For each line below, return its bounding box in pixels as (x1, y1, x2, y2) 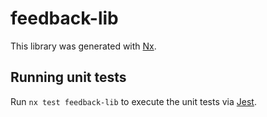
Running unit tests (10, 69, 127, 86)
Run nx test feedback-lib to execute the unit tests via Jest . (10, 95, 257, 107)
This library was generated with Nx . (10, 40, 157, 52)
